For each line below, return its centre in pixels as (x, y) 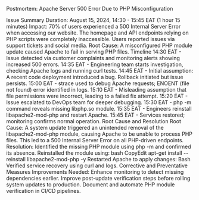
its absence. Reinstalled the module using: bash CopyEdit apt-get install (94, 153)
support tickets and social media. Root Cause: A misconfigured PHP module (99, 45)
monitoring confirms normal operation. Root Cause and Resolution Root (94, 121)
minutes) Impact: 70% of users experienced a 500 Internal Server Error (94, 26)
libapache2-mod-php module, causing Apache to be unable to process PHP (99, 134)
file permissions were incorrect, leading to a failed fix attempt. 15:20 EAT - (97, 96)
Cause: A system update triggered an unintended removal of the (85, 128)
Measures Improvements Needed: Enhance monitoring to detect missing (95, 172)
